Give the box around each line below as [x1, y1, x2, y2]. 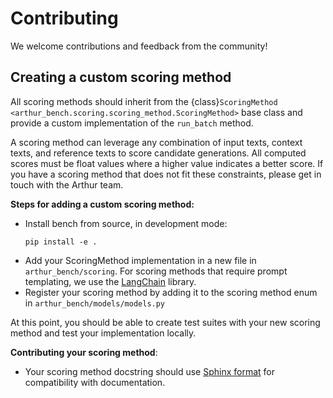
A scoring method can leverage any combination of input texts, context [10, 136, 303, 148]
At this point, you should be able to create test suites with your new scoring [10, 316, 321, 328]
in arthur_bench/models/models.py [24, 297, 166, 309]
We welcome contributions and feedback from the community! [10, 40, 268, 52]
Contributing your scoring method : [10, 346, 158, 358]
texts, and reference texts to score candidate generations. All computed [10, 147, 307, 159]
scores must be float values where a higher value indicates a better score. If [10, 157, 324, 169]
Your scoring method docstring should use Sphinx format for [24, 365, 276, 377]
